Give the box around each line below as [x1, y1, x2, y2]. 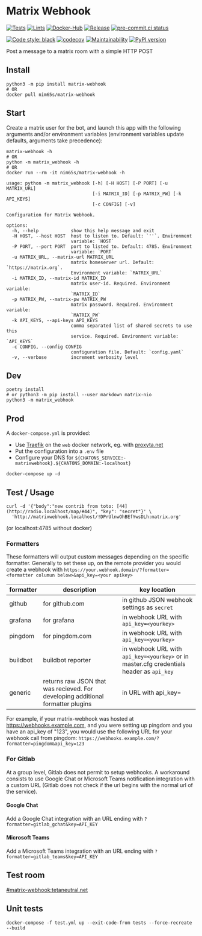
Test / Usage [6, 487, 55, 498]
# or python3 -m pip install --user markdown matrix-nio [6, 392, 152, 398]
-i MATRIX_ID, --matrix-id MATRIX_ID [11, 275, 106, 281]
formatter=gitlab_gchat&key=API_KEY [6, 821, 98, 827]
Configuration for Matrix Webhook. [6, 212, 96, 218]
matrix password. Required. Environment [70, 302, 173, 308]
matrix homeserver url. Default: [70, 259, 155, 265]
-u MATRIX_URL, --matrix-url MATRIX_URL [11, 254, 114, 260]
